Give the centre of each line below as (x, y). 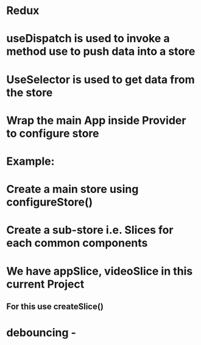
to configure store (53, 133)
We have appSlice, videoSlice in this (100, 271)
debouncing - (41, 333)
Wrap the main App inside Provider (96, 120)
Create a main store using (72, 189)
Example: (30, 161)
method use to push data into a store (101, 52)
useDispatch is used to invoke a (88, 39)
